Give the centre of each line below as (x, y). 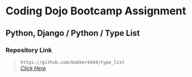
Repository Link (29, 50)
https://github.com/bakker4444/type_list (72, 62)
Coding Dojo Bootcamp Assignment (96, 11)
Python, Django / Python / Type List (73, 33)
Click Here (33, 68)
